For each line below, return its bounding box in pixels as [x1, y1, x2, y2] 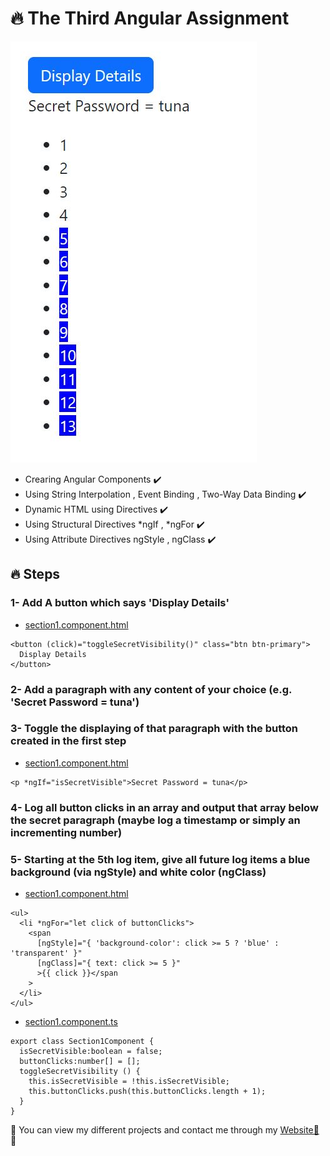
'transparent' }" [10, 948, 83, 959]
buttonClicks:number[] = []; [19, 1057, 141, 1067]
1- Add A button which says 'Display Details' [10, 596, 230, 610]
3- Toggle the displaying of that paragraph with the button [10, 722, 299, 736]
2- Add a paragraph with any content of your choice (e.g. [10, 682, 292, 696]
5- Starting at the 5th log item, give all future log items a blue [10, 852, 311, 866]
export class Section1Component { [10, 1037, 155, 1047]
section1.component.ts [24, 1016, 118, 1028]
